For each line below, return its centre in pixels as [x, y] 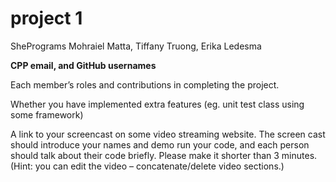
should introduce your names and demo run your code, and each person [160, 144]
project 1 [46, 18]
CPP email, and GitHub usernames [83, 65]
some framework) [47, 114]
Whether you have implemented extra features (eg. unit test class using [157, 104]
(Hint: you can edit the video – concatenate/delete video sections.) [147, 166]
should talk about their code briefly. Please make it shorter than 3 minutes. [164, 155]
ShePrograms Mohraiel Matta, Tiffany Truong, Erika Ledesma [136, 46]
